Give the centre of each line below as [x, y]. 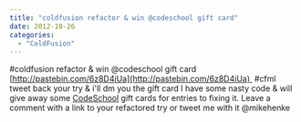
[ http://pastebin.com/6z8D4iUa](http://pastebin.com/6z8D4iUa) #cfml [143, 79]
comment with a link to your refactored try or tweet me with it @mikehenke [150, 108]
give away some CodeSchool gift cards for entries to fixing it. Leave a [140, 98]
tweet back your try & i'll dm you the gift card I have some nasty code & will [151, 88]
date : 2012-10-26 [42, 26]
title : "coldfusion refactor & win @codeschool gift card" [124, 18]
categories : [32, 35]
